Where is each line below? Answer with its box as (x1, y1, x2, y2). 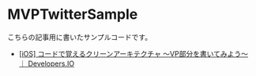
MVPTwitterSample (7, 5, 138, 24)
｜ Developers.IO (18, 59, 75, 68)
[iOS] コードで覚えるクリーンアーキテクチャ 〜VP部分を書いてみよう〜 (18, 49, 249, 58)
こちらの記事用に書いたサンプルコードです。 (7, 32, 152, 42)
